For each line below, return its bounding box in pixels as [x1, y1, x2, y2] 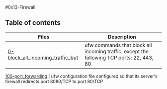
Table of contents [5, 18, 61, 27]
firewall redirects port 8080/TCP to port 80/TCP [5, 78, 103, 84]
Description [107, 33, 137, 40]
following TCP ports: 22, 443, [84, 54, 154, 61]
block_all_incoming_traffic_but [7, 54, 79, 61]
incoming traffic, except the [84, 48, 149, 55]
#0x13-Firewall [5, 4, 36, 10]
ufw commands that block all [84, 42, 152, 49]
